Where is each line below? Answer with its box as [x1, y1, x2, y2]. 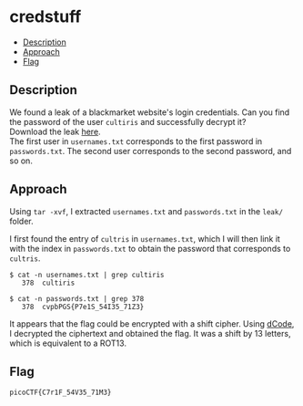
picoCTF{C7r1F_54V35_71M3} [9, 388, 112, 398]
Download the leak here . [9, 126, 102, 137]
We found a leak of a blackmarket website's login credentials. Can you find [9, 107, 290, 118]
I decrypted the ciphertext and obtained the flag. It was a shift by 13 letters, [9, 328, 291, 338]
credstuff [9, 6, 82, 27]
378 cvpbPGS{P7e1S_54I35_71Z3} [21, 302, 145, 311]
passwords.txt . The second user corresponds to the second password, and [9, 145, 292, 156]
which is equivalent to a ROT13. [9, 338, 127, 349]
